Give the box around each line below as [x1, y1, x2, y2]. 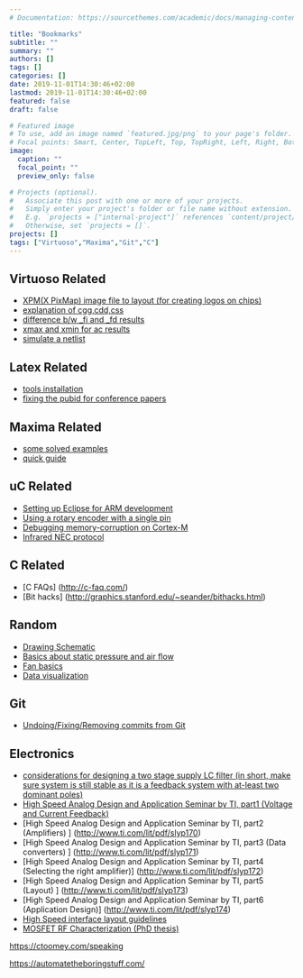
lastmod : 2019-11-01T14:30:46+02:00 [9, 87, 147, 97]
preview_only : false [17, 171, 95, 180]
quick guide [22, 452, 67, 464]
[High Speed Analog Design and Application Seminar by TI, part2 [22, 818, 264, 829]
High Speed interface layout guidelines [22, 914, 167, 925]
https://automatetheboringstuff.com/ [9, 958, 145, 969]
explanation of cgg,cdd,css [22, 305, 124, 315]
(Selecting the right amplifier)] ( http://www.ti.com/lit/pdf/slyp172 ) [22, 866, 264, 877]
